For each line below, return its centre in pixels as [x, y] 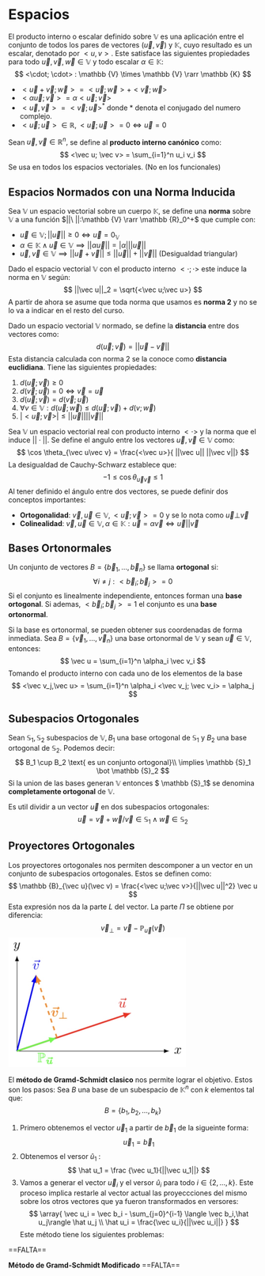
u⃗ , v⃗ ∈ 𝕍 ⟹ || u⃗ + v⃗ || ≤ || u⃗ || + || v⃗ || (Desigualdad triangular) [129, 253]
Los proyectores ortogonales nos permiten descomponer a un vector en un [131, 865]
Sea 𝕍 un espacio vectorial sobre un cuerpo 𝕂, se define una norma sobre [130, 211]
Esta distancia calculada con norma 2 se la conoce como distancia [117, 358]
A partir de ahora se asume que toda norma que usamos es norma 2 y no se [132, 301]
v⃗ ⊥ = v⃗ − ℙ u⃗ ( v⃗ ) [133, 929]
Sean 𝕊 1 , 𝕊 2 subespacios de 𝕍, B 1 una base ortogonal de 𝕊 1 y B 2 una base [128, 739]
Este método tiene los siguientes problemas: [92, 1235]
